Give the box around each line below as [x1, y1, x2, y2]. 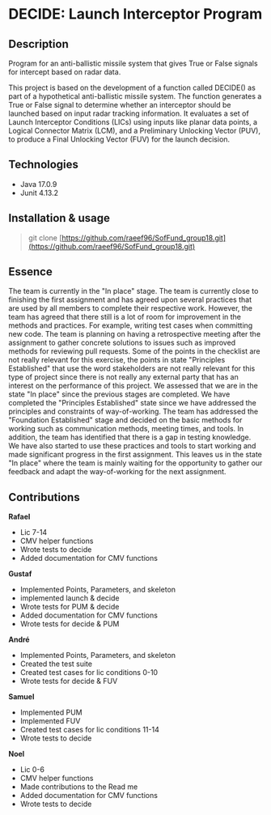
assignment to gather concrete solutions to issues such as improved [8, 337, 236, 348]
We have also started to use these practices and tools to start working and [8, 441, 256, 451]
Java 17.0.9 [19, 179, 57, 189]
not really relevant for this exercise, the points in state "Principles [8, 355, 226, 365]
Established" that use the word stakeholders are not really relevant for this [8, 363, 256, 373]
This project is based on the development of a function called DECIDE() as [8, 83, 256, 92]
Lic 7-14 [19, 528, 48, 537]
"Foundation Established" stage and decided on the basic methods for [8, 415, 243, 425]
